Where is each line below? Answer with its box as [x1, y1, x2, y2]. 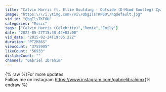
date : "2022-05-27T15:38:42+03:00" [5, 30, 79, 35]
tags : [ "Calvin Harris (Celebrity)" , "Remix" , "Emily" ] [5, 26, 119, 31]
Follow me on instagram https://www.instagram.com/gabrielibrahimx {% [5, 77, 151, 83]
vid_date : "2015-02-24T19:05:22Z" [5, 35, 77, 40]
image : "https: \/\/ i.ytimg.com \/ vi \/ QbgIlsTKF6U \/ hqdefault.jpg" [5, 12, 142, 17]
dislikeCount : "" [5, 53, 41, 58]
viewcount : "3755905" [5, 44, 50, 49]
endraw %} [5, 82, 28, 88]
